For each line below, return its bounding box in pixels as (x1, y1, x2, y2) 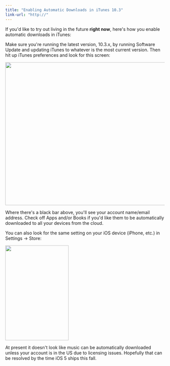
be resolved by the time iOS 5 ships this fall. (5, 355, 97, 361)
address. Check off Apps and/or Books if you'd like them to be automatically (5, 215, 164, 221)
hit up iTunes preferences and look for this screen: (5, 52, 110, 58)
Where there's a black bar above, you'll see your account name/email (5, 209, 150, 215)
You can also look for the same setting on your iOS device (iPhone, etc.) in (5, 230, 160, 236)
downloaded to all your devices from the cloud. (5, 220, 104, 226)
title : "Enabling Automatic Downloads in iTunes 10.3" (5, 7, 123, 13)
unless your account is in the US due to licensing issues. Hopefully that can (5, 350, 162, 356)
